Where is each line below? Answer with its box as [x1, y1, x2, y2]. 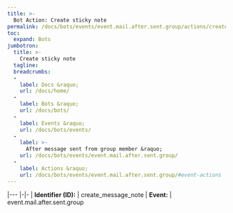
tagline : [13, 62, 39, 69]
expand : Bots [13, 36, 51, 43]
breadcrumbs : [13, 68, 51, 75]
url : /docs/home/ [19, 87, 70, 94]
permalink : [7, 23, 39, 30]
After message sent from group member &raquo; [25, 146, 163, 153]
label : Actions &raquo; [19, 164, 89, 172]
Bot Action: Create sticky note [13, 17, 107, 24]
